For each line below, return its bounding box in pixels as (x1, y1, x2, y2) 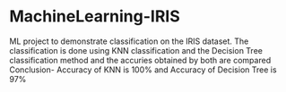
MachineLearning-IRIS (9, 6, 181, 27)
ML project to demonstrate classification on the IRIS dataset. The (9, 36, 249, 46)
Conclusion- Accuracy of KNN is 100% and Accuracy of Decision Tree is (9, 64, 277, 75)
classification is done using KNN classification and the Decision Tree (9, 45, 263, 55)
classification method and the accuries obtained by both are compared (9, 54, 272, 65)
